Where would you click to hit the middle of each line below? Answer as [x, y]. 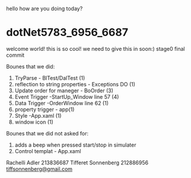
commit [15, 55]
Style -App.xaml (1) [38, 115]
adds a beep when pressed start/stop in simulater [75, 145]
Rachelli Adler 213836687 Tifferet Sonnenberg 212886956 [77, 163]
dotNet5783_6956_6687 [67, 33]
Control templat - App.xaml [48, 151]
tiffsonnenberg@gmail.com [39, 169]
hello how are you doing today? [44, 9]
